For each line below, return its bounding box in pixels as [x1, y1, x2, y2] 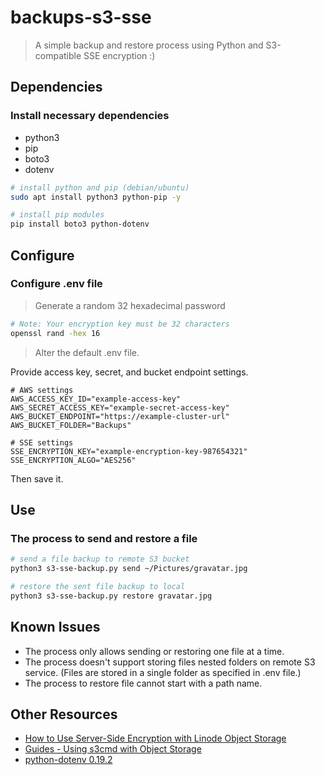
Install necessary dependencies [10, 109, 170, 123]
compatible [34, 49, 82, 61]
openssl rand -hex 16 [10, 328, 101, 338]
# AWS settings [10, 385, 74, 395]
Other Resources [10, 706, 118, 723]
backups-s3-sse [10, 6, 152, 29]
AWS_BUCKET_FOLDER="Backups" [10, 420, 132, 430]
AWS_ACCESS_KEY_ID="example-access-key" [10, 394, 182, 404]
